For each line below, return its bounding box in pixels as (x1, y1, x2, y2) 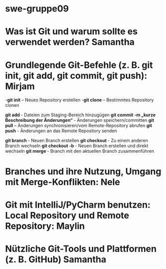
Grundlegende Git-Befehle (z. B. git (5, 59, 153, 70)
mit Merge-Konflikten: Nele (5, 176, 120, 188)
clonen (5, 102, 19, 108)
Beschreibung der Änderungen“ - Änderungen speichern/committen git (5, 117, 154, 123)
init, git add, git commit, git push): (5, 70, 148, 81)
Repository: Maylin (5, 220, 85, 232)
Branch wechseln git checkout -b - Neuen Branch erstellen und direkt (5, 143, 149, 149)
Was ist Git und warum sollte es (5, 26, 138, 37)
